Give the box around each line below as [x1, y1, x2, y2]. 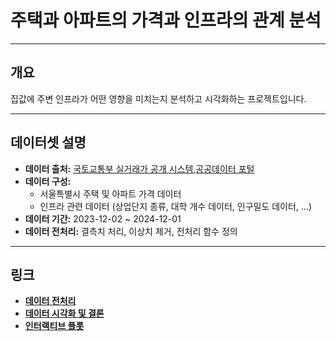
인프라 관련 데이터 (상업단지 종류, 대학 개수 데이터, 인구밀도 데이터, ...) [39, 200, 313, 212]
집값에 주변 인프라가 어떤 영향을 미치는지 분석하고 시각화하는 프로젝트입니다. [10, 92, 307, 105]
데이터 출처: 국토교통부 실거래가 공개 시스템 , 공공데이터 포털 [24, 162, 255, 175]
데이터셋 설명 [10, 134, 87, 151]
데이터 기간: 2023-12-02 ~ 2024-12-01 [24, 212, 182, 225]
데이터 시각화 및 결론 [24, 307, 105, 320]
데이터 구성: [24, 175, 72, 187]
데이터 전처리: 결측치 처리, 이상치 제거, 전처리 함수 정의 [24, 225, 238, 237]
